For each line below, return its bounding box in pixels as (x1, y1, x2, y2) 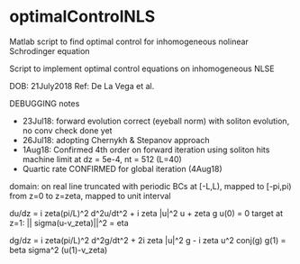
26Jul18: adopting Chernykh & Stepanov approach (22, 134, 210, 145)
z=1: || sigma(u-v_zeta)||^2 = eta (9, 217, 129, 228)
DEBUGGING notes (9, 97, 80, 109)
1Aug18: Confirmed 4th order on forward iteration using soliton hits (22, 144, 270, 155)
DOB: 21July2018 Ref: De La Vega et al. (9, 80, 155, 91)
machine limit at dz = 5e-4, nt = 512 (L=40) (22, 153, 182, 164)
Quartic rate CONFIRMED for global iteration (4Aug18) (22, 163, 223, 174)
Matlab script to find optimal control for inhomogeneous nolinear (9, 36, 250, 47)
